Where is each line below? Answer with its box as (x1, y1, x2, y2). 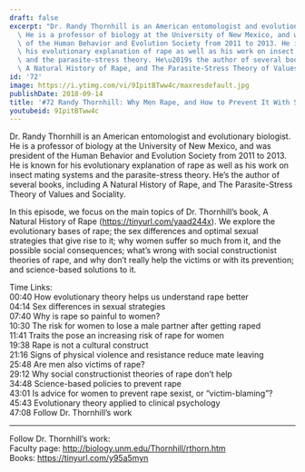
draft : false (9, 13, 59, 23)
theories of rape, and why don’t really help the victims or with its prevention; (9, 255, 295, 266)
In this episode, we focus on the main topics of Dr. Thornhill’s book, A (9, 206, 270, 218)
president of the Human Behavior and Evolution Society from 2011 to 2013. (9, 151, 288, 162)
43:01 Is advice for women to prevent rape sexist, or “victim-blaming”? (9, 388, 273, 399)
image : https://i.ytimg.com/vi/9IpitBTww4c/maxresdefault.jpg (9, 81, 250, 90)
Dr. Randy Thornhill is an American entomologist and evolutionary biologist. (9, 131, 291, 142)
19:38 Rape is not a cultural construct (9, 339, 149, 350)
